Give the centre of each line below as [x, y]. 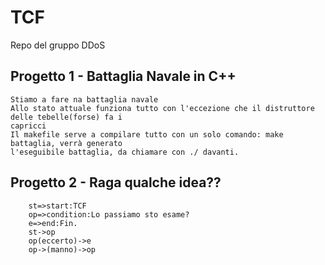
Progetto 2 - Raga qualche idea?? [116, 182]
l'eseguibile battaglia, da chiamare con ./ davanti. [125, 152]
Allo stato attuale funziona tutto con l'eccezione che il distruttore [162, 108]
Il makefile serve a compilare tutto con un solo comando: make [147, 134]
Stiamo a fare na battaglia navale [84, 99]
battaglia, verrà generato [66, 143]
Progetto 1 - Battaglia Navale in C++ [123, 76]
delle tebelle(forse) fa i [66, 117]
